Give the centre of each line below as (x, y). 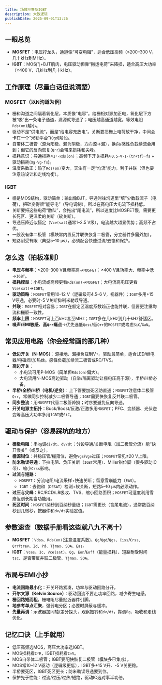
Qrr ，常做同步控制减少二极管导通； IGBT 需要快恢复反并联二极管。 (77, 396)
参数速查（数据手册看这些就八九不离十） (65, 527)
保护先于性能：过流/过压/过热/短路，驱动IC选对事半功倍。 (69, 678)
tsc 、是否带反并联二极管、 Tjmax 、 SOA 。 (52, 558)
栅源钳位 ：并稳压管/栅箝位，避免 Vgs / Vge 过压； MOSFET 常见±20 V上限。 (81, 456)
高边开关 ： (23, 366)
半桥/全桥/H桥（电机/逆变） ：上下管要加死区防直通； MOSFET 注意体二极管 (83, 390)
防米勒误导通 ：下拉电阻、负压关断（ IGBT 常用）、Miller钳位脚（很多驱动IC (84, 462)
